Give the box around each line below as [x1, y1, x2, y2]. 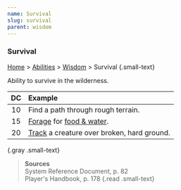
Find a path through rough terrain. [27, 105, 140, 115]
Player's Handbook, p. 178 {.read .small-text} [24, 174, 155, 183]
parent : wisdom [7, 23, 52, 30]
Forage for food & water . [27, 116, 109, 126]
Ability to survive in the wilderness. [7, 76, 109, 84]
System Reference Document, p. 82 [24, 167, 129, 175]
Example [27, 93, 58, 103]
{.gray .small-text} [7, 146, 60, 154]
